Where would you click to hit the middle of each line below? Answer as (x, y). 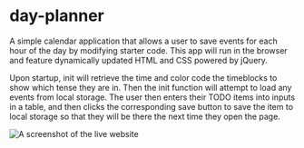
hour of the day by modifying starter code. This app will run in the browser (148, 50)
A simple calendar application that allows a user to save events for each (144, 41)
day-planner (57, 16)
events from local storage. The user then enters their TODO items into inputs (152, 97)
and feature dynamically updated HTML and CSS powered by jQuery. (138, 60)
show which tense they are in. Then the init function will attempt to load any (151, 87)
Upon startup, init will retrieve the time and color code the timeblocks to (143, 77)
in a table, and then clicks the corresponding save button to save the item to (151, 106)
